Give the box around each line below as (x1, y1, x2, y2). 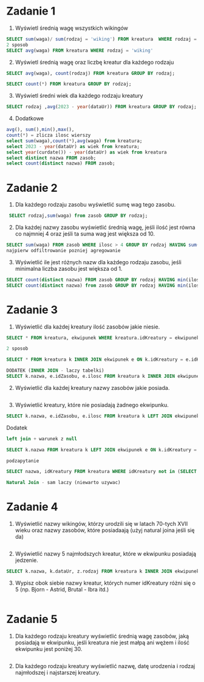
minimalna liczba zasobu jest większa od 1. (15, 265, 123, 272)
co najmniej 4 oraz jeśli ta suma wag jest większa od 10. (15, 230, 155, 237)
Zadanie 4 (6, 500, 59, 514)
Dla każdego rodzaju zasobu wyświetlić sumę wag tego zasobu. (15, 201, 176, 208)
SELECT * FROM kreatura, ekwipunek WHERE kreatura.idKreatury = (6, 335, 172, 341)
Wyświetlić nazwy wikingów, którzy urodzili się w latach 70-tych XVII (15, 520, 188, 528)
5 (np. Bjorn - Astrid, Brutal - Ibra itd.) (15, 586, 109, 593)
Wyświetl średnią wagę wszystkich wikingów (15, 24, 129, 32)
